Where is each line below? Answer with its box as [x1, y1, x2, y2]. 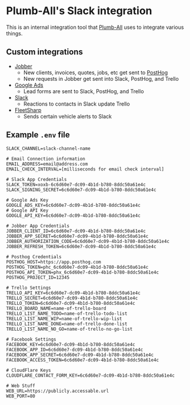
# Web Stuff [6, 383, 35, 388]
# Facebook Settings [6, 336, 57, 343]
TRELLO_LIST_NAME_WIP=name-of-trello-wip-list [6, 315, 122, 322]
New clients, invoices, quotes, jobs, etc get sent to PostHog [23, 69, 168, 76]
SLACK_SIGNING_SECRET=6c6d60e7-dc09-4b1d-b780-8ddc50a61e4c [6, 187, 157, 193]
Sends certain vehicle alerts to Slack [23, 113, 112, 120]
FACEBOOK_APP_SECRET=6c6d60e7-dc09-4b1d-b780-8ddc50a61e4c [6, 352, 154, 358]
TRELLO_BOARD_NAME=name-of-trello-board [6, 305, 107, 311]
